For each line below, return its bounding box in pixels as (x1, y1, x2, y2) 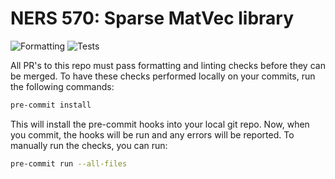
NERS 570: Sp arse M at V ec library (10, 7, 295, 30)
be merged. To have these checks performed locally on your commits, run (10, 70, 316, 82)
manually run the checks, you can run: (10, 139, 168, 151)
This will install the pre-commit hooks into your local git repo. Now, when (10, 118, 310, 130)
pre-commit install (10, 100, 92, 110)
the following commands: (10, 80, 115, 92)
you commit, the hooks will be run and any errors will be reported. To (10, 128, 295, 141)
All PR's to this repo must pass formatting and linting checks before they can (10, 59, 326, 71)
